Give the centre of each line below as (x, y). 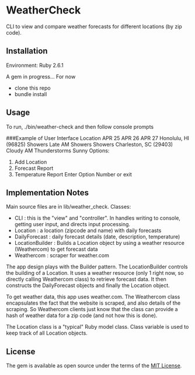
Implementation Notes (48, 192)
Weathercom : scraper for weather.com (62, 255)
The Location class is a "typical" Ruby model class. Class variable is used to (97, 327)
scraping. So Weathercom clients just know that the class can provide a (92, 309)
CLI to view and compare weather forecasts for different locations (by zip (94, 26)
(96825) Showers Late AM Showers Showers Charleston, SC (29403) (90, 144)
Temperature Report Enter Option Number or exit (73, 174)
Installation (27, 51)
